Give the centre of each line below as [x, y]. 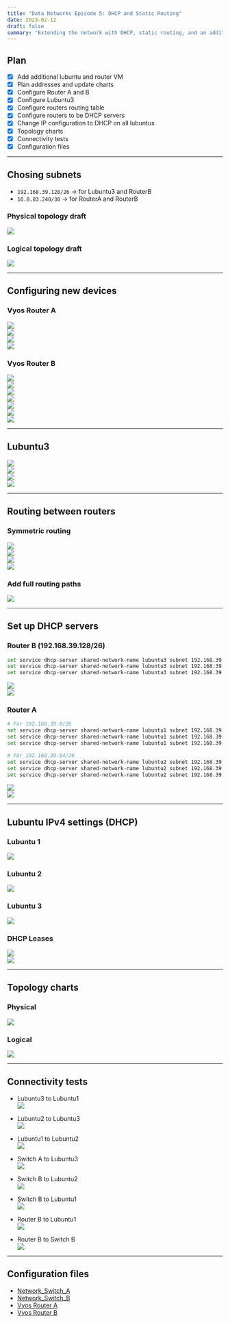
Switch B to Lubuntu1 [47, 1199]
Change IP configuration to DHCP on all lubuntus [86, 123]
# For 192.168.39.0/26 [39, 724]
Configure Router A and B [53, 92]
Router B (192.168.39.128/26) [56, 646]
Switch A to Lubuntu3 [48, 1159]
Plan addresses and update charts [65, 85]
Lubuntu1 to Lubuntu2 [48, 1139]
